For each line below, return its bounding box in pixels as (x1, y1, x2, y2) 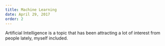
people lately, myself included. (5, 35, 68, 41)
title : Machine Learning (5, 7, 57, 12)
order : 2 (5, 16, 23, 21)
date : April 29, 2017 (5, 12, 50, 17)
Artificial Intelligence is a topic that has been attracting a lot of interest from (5, 30, 161, 36)
